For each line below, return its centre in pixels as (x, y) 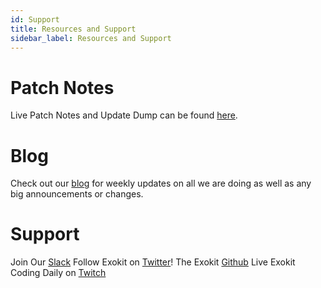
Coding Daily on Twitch (58, 273)
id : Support (35, 19)
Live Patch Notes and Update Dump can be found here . (124, 115)
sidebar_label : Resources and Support (91, 38)
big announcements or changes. (77, 194)
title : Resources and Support (73, 29)
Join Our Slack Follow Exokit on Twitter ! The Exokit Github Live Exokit (153, 262)
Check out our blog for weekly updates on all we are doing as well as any (161, 183)
